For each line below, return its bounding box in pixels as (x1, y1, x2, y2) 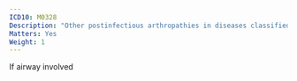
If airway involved (9, 62, 73, 72)
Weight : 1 (9, 37, 46, 47)
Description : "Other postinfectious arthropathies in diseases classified (9, 21, 291, 30)
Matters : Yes (9, 29, 57, 38)
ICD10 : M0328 (9, 12, 57, 22)
